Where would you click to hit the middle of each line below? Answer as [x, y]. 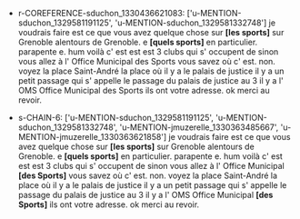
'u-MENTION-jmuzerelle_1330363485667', [199, 127]
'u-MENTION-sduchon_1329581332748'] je [195, 23]
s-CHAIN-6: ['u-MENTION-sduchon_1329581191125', [115, 118]
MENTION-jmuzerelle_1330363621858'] [92, 137]
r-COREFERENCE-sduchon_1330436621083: [101, 13]
